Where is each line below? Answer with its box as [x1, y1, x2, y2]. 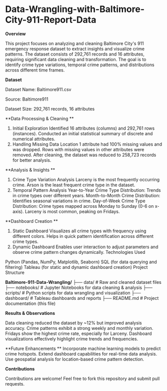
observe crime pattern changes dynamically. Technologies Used [12, 249, 145, 255]
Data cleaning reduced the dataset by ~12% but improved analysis [5, 319, 142, 326]
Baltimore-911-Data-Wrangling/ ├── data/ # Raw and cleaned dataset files [5, 279, 161, 285]
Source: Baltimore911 [5, 96, 48, 102]
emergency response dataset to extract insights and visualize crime [5, 46, 145, 52]
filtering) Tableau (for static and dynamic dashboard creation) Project [5, 264, 148, 270]
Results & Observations [5, 310, 55, 316]
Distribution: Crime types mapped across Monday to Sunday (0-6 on [12, 203, 154, 209]
